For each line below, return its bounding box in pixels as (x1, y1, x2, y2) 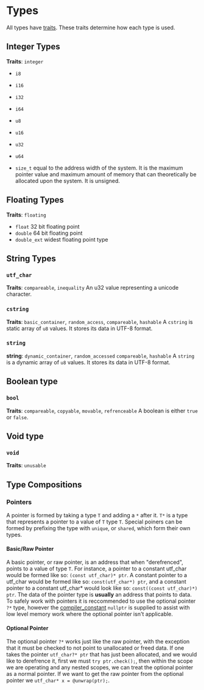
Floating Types (6, 195, 64, 205)
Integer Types (6, 41, 61, 52)
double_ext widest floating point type (15, 235, 108, 243)
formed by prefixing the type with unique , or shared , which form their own (6, 524, 191, 531)
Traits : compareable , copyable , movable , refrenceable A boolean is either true (6, 407, 198, 414)
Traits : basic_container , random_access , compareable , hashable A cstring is (6, 318, 193, 325)
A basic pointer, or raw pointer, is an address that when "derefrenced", (6, 559, 184, 566)
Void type (6, 431, 44, 441)
